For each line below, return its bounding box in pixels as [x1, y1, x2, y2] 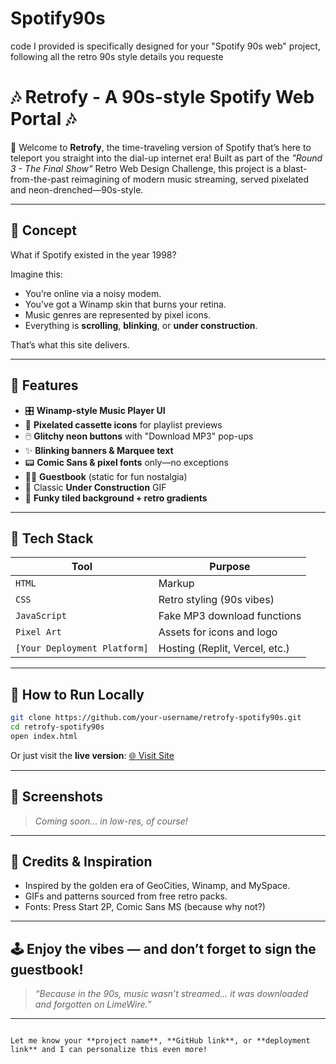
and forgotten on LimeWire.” [34, 998, 152, 1011]
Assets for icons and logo [158, 625, 278, 639]
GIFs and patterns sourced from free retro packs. [24, 890, 228, 902]
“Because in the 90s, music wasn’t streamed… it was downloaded [34, 988, 309, 1000]
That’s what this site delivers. [10, 338, 130, 351]
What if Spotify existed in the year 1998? [10, 248, 177, 261]
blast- [283, 162, 308, 174]
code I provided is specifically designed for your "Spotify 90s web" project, [10, 40, 321, 52]
